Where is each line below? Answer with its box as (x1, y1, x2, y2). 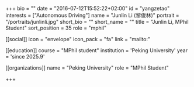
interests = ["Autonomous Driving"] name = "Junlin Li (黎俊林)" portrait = (5, 12, 179, 19)
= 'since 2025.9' (5, 53, 45, 60)
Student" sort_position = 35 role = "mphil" (5, 24, 107, 31)
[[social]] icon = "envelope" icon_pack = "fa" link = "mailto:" (5, 36, 151, 42)
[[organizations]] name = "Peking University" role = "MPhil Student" (5, 64, 169, 71)
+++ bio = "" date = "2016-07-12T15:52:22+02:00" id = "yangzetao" (5, 5, 170, 12)
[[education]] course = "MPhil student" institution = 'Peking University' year (5, 47, 188, 54)
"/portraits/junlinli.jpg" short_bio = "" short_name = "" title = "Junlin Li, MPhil (5, 19, 189, 25)
